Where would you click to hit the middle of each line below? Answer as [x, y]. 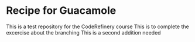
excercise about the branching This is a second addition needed [83, 32]
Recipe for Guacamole [61, 11]
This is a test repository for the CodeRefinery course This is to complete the [97, 26]
